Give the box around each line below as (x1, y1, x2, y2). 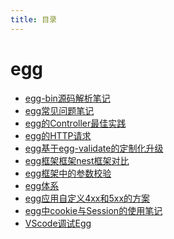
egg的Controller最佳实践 (24, 117, 127, 129)
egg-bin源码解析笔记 (24, 92, 111, 104)
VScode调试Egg (24, 217, 92, 229)
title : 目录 (10, 14, 57, 25)
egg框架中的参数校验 (24, 167, 112, 179)
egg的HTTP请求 (24, 129, 92, 141)
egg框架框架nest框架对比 (24, 154, 130, 166)
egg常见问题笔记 (24, 104, 95, 116)
